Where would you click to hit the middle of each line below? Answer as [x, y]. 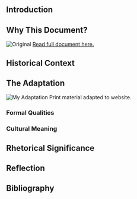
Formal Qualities [30, 113]
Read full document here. [63, 45]
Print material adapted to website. [90, 97]
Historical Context [41, 63]
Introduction [30, 10]
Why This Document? [47, 30]
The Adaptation [36, 83]
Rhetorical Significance [50, 148]
